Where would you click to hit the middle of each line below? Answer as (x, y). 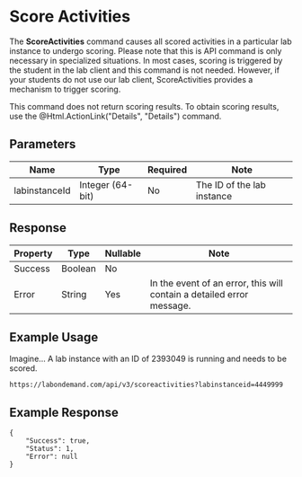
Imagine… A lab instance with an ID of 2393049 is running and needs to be (148, 359)
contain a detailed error (199, 294)
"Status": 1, (50, 449)
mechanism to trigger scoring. (65, 89)
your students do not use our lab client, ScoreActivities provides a (131, 79)
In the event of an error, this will (216, 283)
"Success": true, (58, 441)
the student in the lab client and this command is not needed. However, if (145, 70)
